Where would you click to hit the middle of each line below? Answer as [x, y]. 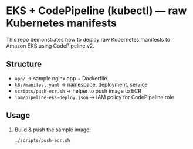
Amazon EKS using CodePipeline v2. [50, 46]
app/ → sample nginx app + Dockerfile [61, 78]
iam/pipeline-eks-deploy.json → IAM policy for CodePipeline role [94, 97]
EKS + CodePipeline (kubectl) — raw [97, 11]
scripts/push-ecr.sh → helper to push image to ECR [78, 91]
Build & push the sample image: [53, 130]
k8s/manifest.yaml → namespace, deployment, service [81, 84]
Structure [24, 64]
